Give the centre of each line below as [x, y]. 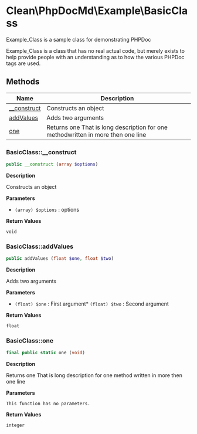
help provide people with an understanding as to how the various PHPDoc [95, 57]
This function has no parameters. [48, 404]
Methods [23, 82]
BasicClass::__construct [41, 152]
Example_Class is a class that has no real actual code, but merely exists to [95, 50]
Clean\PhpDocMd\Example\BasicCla [97, 11]
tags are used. [23, 63]
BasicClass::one [30, 341]
